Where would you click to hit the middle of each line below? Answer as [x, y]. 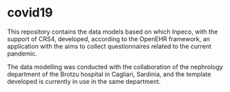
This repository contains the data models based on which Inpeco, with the [113, 32]
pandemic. [22, 54]
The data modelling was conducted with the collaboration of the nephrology [115, 67]
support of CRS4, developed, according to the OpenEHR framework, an [109, 38]
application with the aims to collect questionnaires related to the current [109, 46]
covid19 [30, 13]
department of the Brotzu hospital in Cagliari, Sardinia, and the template [109, 74]
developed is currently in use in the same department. [84, 81]
